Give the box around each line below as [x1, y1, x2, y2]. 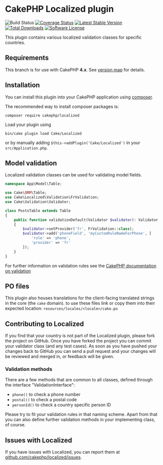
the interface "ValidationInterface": [5, 382, 75, 388]
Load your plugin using [5, 122, 51, 127]
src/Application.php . [5, 145, 48, 150]
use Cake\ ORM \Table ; [5, 190, 47, 196]
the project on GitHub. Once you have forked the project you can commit [5, 338, 152, 344]
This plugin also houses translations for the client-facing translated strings [5, 295, 155, 301]
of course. [5, 422, 26, 428]
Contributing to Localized [5, 319, 84, 328]
